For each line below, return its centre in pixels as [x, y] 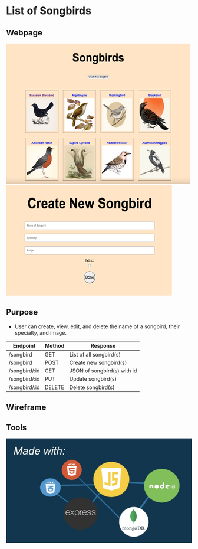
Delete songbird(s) [92, 387]
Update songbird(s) [93, 379]
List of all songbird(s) [95, 354]
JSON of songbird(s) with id [103, 371]
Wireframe [26, 408]
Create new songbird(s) [98, 362]
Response [103, 346]
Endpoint [24, 346]
